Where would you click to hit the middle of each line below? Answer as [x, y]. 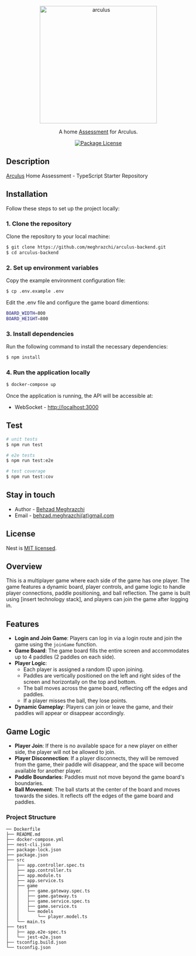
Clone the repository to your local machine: [58, 236]
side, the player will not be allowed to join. [65, 752]
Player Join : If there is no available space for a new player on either [96, 746]
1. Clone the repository [39, 223]
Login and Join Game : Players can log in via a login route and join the [98, 638]
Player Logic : [31, 663]
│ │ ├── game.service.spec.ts [48, 901]
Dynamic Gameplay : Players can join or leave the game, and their [94, 707]
